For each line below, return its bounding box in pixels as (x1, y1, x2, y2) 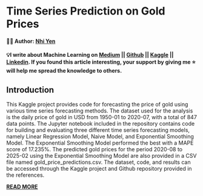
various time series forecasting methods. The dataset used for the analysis (6, 107, 193, 114)
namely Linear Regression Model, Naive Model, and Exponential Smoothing (6, 133, 194, 140)
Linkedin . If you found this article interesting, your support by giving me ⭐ (6, 59, 196, 66)
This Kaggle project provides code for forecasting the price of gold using (6, 101, 188, 108)
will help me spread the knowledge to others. (6, 67, 122, 74)
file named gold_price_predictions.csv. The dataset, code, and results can (6, 158, 191, 166)
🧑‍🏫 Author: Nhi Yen (6, 38, 56, 45)
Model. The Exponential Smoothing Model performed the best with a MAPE (6, 139, 194, 146)
